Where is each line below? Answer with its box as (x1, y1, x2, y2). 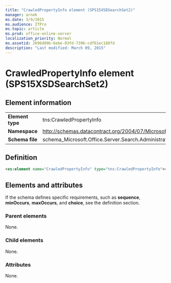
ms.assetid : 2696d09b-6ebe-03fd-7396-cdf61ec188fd (5, 41, 115, 46)
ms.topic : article (5, 27, 44, 32)
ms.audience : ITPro (5, 21, 47, 27)
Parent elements (5, 213, 47, 220)
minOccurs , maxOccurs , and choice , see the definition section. (5, 200, 140, 206)
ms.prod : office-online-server (5, 31, 72, 36)
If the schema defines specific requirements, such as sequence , (5, 194, 141, 200)
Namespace (8, 127, 38, 135)
